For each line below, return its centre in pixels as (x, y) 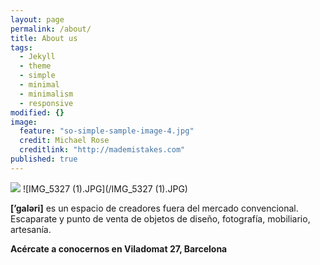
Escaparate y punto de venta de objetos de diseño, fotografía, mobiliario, (160, 218)
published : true (44, 159)
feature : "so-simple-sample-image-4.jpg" (107, 131)
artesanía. (31, 229)
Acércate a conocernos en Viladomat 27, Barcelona (119, 248)
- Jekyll (37, 57)
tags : (21, 47)
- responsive (46, 103)
